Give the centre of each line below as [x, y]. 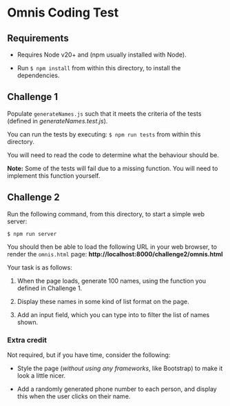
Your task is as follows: [40, 267]
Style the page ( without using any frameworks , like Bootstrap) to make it [120, 368]
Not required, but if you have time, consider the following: [89, 355]
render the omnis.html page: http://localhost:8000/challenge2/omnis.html [115, 254]
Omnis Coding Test [63, 13]
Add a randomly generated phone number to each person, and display [117, 389]
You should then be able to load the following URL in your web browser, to [112, 247]
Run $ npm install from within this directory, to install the [99, 68]
